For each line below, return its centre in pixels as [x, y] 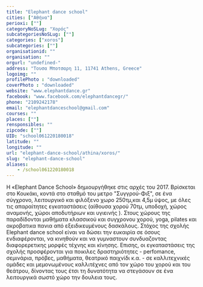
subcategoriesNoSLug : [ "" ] [40, 35]
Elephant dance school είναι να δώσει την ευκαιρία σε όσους [83, 232]
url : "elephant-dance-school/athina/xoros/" [63, 153]
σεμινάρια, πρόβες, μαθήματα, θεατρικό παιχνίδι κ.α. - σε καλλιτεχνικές [98, 258]
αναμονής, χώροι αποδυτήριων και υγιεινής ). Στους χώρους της [88, 213]
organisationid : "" [31, 52]
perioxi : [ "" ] [24, 23]
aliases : [17, 164]
